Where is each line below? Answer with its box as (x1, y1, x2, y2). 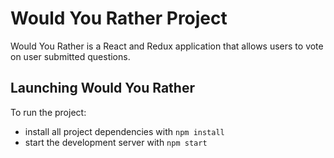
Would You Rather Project (10, 7, 228, 30)
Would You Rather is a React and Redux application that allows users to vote (10, 40, 324, 52)
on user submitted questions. (10, 50, 131, 62)
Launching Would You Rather (10, 80, 195, 97)
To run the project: (10, 106, 87, 118)
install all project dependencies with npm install (24, 125, 225, 137)
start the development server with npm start (24, 136, 208, 148)
